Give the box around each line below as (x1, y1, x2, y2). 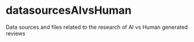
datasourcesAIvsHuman (5, 4, 132, 17)
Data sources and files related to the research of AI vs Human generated (5, 23, 188, 31)
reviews (5, 29, 26, 37)
